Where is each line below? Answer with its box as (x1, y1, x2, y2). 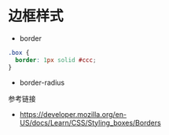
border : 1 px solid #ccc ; (15, 56, 97, 64)
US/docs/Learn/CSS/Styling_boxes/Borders (19, 118, 161, 127)
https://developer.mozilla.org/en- (19, 109, 127, 119)
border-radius (19, 78, 65, 87)
